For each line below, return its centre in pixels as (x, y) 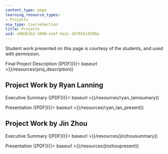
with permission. (23, 54)
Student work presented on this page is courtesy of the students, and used (84, 48)
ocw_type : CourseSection (32, 24)
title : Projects (22, 29)
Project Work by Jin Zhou (46, 124)
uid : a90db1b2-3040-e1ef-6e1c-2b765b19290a (52, 34)
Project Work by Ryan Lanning (54, 85)
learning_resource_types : (33, 15)
